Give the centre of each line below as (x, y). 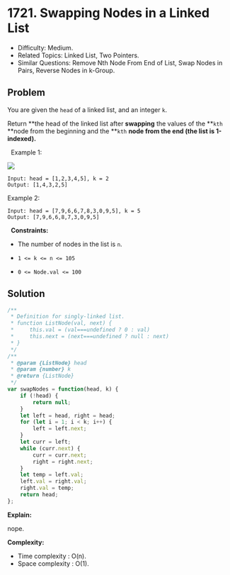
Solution (26, 294)
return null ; (52, 402)
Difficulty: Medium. (45, 48)
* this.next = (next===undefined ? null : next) (90, 337)
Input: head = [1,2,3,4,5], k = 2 (58, 179)
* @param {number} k (41, 369)
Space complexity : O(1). (53, 563)
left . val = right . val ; (53, 481)
